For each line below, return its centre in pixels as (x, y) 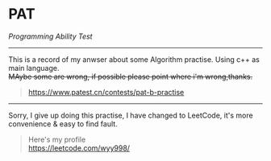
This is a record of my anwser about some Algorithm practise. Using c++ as (134, 59)
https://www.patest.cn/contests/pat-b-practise (106, 92)
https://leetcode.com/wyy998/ (79, 148)
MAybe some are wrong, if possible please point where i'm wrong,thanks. (130, 76)
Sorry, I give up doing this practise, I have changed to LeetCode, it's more (131, 115)
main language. (34, 68)
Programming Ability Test (50, 36)
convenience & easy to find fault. (63, 124)
